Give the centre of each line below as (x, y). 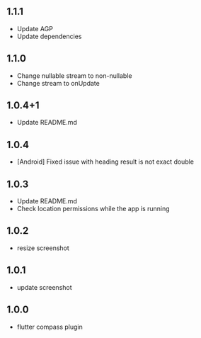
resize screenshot (43, 248)
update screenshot (44, 287)
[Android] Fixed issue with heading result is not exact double (105, 162)
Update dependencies (49, 36)
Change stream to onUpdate (58, 83)
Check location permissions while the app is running (93, 209)
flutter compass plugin (50, 327)
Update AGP (35, 28)
